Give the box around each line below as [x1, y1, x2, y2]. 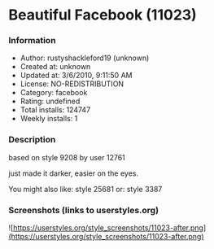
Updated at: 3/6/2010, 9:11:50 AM [20, 71, 133, 81]
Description [8, 134, 56, 146]
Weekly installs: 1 [20, 114, 78, 124]
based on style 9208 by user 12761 [8, 152, 126, 162]
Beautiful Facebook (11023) [8, 6, 197, 24]
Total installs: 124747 [20, 105, 91, 115]
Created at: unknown [20, 62, 91, 72]
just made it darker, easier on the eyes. [8, 168, 139, 178]
